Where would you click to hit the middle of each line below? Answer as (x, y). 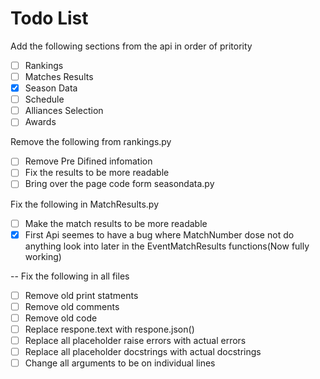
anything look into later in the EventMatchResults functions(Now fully (167, 246)
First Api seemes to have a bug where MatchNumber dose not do (159, 234)
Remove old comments (72, 306)
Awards (40, 122)
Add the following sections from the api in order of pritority (131, 46)
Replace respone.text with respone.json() (109, 329)
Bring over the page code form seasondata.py (119, 184)
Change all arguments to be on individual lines (120, 363)
